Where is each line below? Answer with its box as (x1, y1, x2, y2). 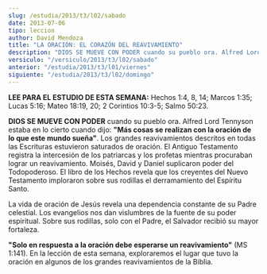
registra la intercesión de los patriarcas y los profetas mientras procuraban (8, 150, 253, 160)
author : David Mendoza (8, 33, 83, 42)
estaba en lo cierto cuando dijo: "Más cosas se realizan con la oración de (8, 125, 252, 134)
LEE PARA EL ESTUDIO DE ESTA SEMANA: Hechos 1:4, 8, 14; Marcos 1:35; (8, 92, 253, 102)
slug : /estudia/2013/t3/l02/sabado (8, 11, 126, 20)
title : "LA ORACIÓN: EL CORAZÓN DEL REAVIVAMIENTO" (8, 41, 183, 49)
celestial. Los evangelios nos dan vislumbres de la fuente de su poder (8, 207, 237, 217)
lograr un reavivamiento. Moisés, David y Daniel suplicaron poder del (8, 158, 234, 168)
